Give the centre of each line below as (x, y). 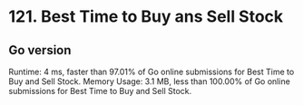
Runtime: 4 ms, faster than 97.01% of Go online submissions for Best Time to (151, 72)
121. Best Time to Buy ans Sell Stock (146, 17)
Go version (40, 50)
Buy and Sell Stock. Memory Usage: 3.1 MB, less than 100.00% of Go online (150, 81)
